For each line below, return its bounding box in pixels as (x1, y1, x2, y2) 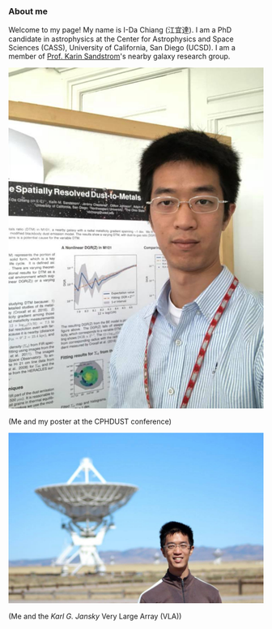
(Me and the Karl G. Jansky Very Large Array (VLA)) (8, 611, 182, 621)
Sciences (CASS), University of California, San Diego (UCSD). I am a (8, 43, 236, 53)
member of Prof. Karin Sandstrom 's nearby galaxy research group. (8, 51, 231, 62)
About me (8, 6, 49, 17)
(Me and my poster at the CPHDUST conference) (8, 416, 172, 427)
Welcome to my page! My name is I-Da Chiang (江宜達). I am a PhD (8, 25, 232, 35)
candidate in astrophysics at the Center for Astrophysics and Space (8, 34, 234, 44)
